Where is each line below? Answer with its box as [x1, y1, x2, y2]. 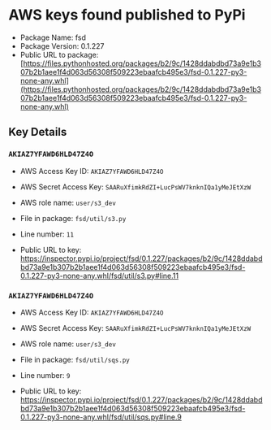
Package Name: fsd [19, 33, 87, 42]
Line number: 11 [19, 229, 75, 239]
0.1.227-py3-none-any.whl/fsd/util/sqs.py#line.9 [19, 412, 183, 422]
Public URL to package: [19, 50, 99, 59]
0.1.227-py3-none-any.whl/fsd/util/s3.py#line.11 [19, 271, 179, 280]
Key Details [8, 125, 67, 139]
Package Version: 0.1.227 [19, 41, 105, 50]
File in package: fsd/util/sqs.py [19, 354, 130, 364]
